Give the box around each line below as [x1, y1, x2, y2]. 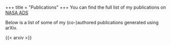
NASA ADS [5, 10, 29, 16]
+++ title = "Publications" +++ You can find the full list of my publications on [5, 5, 166, 10]
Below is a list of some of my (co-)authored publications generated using [5, 20, 159, 25]
